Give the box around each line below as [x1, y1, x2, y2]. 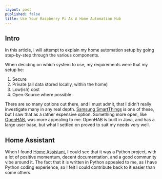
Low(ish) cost [12, 87, 40, 92]
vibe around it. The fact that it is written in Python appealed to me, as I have [5, 159, 157, 165]
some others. [5, 170, 32, 175]
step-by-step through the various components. [5, 52, 100, 58]
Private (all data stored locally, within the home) [12, 81, 108, 88]
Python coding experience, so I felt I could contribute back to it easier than [5, 164, 155, 170]
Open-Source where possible [12, 92, 72, 98]
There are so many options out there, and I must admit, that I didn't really [5, 101, 152, 107]
